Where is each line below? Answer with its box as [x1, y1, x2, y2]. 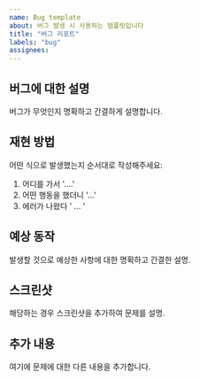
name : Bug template [9, 12, 81, 22]
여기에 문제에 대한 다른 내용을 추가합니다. [9, 361, 151, 372]
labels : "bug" [9, 37, 62, 47]
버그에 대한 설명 [9, 81, 90, 96]
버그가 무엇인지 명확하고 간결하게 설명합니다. [9, 105, 164, 116]
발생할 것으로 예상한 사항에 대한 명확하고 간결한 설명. [9, 254, 191, 265]
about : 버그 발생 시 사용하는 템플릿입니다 [9, 21, 144, 30]
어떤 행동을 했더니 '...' [21, 190, 96, 200]
